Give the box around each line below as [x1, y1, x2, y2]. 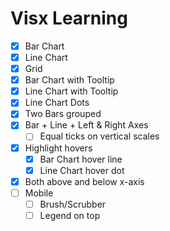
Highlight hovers [24, 142, 93, 154]
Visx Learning [10, 7, 128, 30]
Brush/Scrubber [39, 198, 107, 210]
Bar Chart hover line [39, 153, 123, 165]
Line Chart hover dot [39, 164, 125, 176]
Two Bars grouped [24, 108, 102, 120]
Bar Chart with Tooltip [24, 74, 115, 86]
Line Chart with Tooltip [24, 85, 119, 97]
